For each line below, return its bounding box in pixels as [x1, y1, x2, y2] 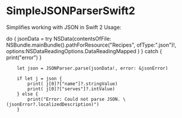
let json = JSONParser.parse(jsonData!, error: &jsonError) [17, 65, 168, 71]
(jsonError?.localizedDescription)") [6, 101, 100, 107]
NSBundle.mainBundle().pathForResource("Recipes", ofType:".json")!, [6, 41, 177, 48]
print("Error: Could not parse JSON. [27, 96, 120, 102]
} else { [17, 91, 39, 97]
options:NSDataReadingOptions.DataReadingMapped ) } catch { [6, 47, 162, 54]
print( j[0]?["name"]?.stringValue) [27, 81, 118, 87]
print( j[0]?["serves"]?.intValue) [27, 86, 116, 92]
